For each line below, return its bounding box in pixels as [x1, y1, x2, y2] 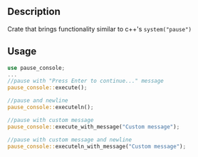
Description [7, 6, 61, 18]
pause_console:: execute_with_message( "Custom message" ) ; [7, 123, 180, 131]
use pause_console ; [7, 64, 66, 71]
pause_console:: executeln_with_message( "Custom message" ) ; [7, 143, 187, 150]
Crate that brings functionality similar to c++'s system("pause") [7, 24, 192, 33]
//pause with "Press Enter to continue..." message [7, 78, 164, 85]
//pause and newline [7, 97, 69, 104]
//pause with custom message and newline [7, 136, 132, 143]
